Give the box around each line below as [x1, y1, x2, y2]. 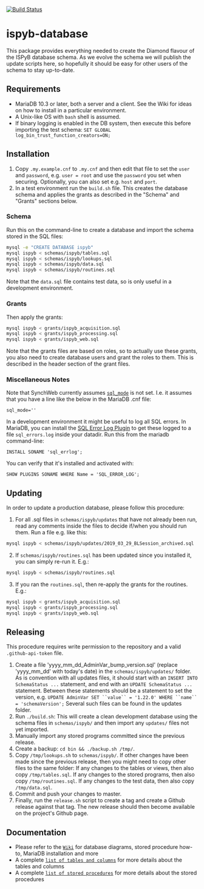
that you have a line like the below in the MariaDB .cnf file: [6, 395, 152, 403]
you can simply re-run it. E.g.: [15, 558, 89, 565]
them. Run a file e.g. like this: [15, 529, 88, 536]
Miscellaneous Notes [6, 375, 70, 384]
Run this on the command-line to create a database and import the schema [6, 226, 194, 233]
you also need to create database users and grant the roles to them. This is [6, 354, 194, 361]
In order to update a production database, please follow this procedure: [6, 504, 185, 511]
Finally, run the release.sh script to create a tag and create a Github [15, 797, 185, 804]
